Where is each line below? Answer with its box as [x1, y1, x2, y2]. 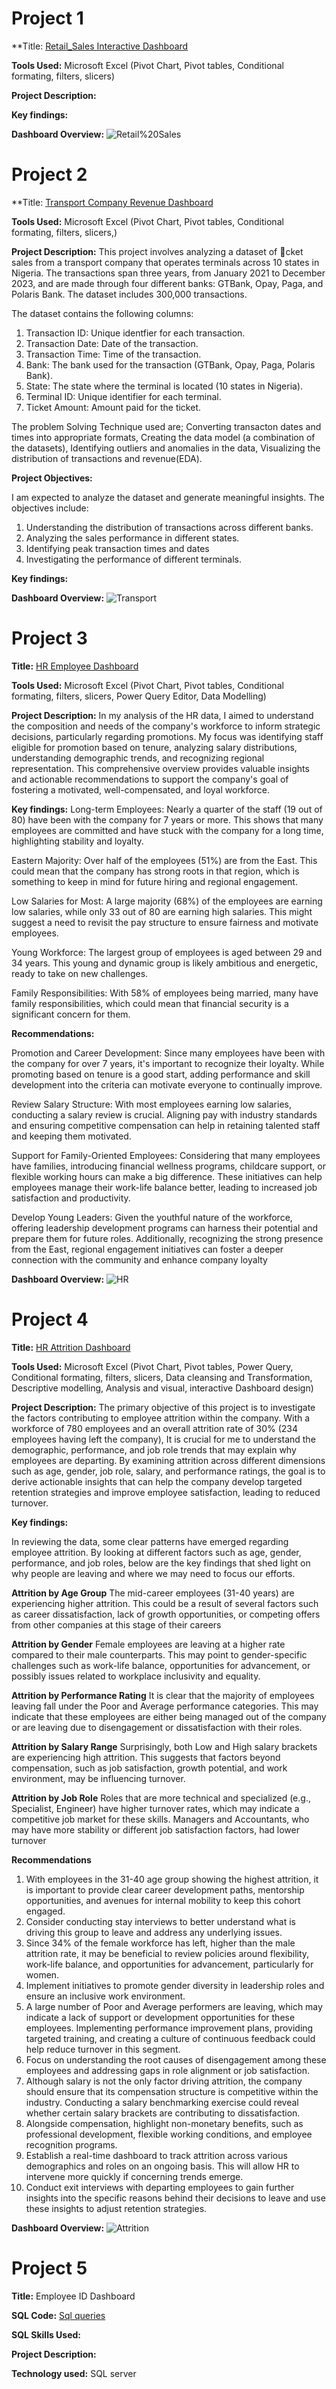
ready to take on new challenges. [11, 967, 149, 979]
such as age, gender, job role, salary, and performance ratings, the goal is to [11, 1465, 326, 1477]
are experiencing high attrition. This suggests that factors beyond [11, 1751, 281, 1763]
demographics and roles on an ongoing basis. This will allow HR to [25, 2160, 300, 2172]
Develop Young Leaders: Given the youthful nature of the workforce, [11, 1211, 293, 1223]
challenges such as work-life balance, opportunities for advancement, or [11, 1659, 311, 1671]
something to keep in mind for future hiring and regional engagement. [11, 875, 298, 887]
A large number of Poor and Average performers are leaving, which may [25, 2000, 323, 2012]
